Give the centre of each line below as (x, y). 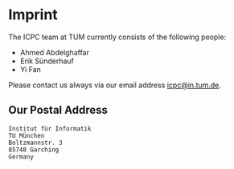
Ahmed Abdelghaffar (55, 52)
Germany (21, 157)
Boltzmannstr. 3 (35, 143)
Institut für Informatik (50, 129)
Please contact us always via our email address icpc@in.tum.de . (115, 85)
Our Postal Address (58, 110)
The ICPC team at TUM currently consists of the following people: (117, 37)
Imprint (33, 15)
